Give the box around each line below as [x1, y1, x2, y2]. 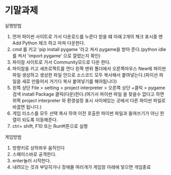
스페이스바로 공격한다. [12, 151, 57, 157]
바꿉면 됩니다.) [12, 103, 42, 110]
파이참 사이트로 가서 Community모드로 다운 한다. [12, 59, 111, 65]
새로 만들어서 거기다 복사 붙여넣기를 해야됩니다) [22, 78, 117, 84]
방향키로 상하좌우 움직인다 [12, 144, 65, 151]
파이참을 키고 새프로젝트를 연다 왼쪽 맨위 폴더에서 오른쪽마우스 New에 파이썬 [12, 65, 166, 72]
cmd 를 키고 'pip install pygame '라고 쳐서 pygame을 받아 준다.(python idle [12, 46, 166, 52]
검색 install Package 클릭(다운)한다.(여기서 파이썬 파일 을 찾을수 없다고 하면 [12, 91, 165, 97]
